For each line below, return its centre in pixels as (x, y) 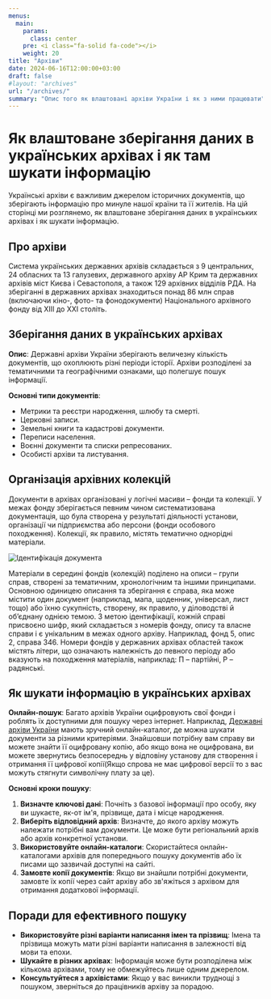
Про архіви (38, 246)
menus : (19, 16)
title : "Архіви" (35, 61)
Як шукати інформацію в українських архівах (130, 694)
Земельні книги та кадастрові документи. (92, 428)
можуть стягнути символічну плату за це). (81, 773)
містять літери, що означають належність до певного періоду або (122, 650)
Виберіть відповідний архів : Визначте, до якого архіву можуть (129, 821)
